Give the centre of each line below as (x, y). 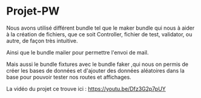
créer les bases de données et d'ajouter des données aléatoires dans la (95, 70)
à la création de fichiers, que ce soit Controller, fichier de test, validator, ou (99, 34)
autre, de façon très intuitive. (42, 41)
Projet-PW (33, 11)
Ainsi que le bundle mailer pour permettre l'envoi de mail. (77, 52)
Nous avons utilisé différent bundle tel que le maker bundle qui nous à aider (100, 28)
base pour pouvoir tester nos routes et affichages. (69, 77)
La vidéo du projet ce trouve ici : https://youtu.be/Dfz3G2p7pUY (86, 88)
